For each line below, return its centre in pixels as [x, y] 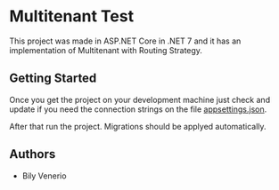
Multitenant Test [72, 16]
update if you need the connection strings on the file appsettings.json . [138, 109]
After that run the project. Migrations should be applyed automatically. [138, 126]
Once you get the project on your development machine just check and [139, 99]
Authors [33, 154]
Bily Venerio [44, 176]
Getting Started [53, 79]
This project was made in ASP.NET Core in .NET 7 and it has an [125, 41]
